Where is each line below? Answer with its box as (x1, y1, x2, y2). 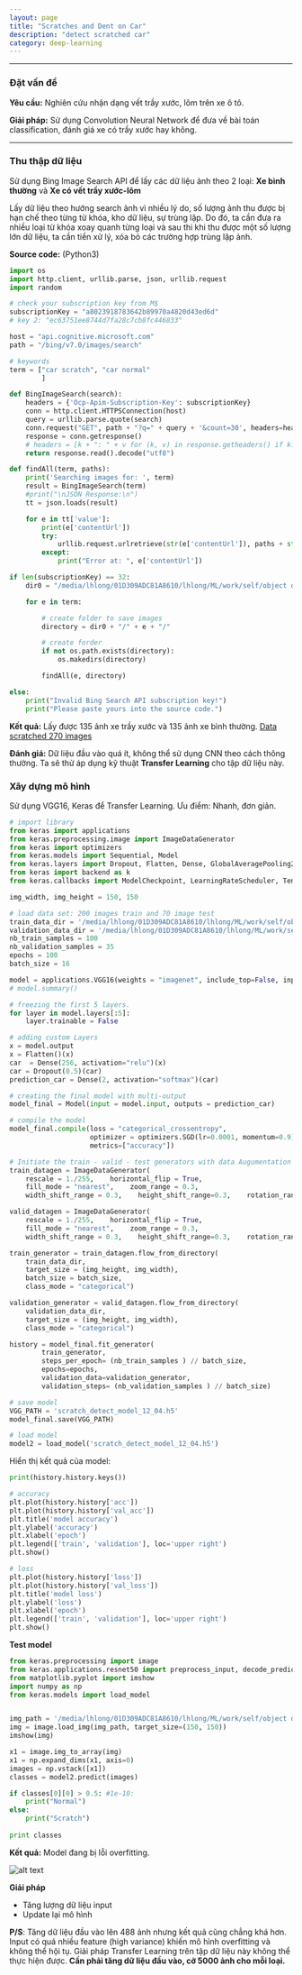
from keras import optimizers (9, 843, 123, 852)
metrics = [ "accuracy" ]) (89, 1141, 175, 1150)
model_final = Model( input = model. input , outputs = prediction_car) (9, 1100, 276, 1109)
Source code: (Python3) (9, 249, 100, 260)
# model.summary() (9, 983, 78, 992)
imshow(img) (9, 1732, 54, 1741)
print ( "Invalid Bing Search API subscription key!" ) (25, 696, 227, 705)
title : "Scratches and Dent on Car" (9, 22, 147, 31)
